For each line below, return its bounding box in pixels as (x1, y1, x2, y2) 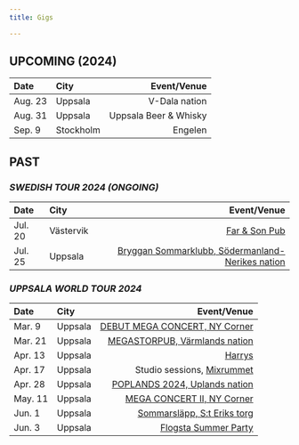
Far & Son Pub (225, 224, 286, 237)
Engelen (173, 124, 207, 136)
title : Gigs (9, 12, 53, 22)
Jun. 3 (13, 422, 41, 434)
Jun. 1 (13, 407, 41, 419)
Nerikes (224, 255, 258, 268)
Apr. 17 (13, 364, 46, 376)
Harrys (224, 349, 254, 361)
